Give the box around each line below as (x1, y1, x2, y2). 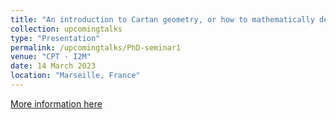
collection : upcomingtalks (10, 24, 123, 34)
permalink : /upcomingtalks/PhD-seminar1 (10, 42, 182, 53)
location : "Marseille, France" (10, 71, 141, 81)
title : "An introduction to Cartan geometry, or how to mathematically (10, 14, 315, 25)
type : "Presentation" (10, 33, 101, 43)
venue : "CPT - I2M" (10, 52, 92, 62)
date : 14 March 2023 (10, 61, 97, 71)
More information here (10, 97, 103, 110)
